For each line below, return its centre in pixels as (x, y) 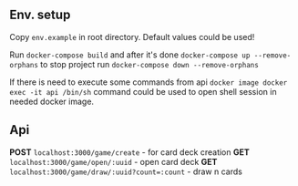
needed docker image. (51, 101)
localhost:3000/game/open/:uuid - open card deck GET (113, 161)
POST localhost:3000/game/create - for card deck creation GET (130, 152)
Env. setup (40, 15)
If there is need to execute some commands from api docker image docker (149, 82)
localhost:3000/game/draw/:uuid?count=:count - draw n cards (126, 171)
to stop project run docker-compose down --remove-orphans (150, 64)
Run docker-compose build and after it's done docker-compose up (130, 55)
